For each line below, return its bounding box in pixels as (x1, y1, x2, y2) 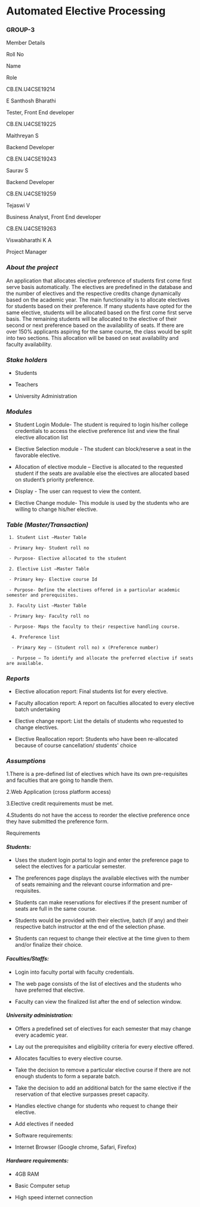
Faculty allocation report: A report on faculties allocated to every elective (14, 699, 195, 706)
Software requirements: (14, 1131, 73, 1139)
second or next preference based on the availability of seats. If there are (6, 321, 184, 329)
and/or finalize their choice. (14, 941, 83, 949)
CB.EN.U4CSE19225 (6, 121, 57, 128)
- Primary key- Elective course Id (8, 576, 97, 582)
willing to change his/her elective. (14, 505, 98, 513)
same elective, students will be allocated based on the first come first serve (6, 309, 192, 316)
